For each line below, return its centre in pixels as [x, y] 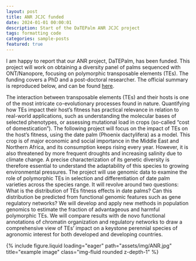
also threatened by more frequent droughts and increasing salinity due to [94, 153]
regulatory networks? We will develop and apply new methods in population [97, 203]
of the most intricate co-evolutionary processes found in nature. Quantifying [98, 103]
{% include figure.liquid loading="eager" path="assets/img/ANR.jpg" [89, 245]
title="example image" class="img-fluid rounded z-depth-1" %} [82, 252]
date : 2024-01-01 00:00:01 [39, 22]
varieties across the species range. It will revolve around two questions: [92, 184]
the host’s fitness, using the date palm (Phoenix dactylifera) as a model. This [98, 134]
